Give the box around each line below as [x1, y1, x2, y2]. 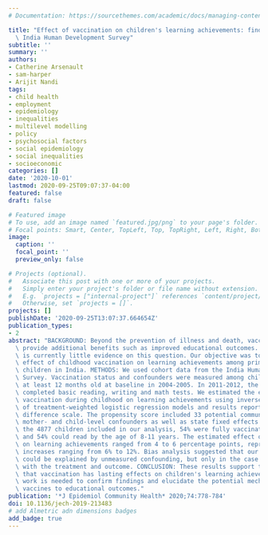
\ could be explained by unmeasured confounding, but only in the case [15, 455, 259, 463]
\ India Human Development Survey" [15, 33, 134, 41]
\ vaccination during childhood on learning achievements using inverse [15, 395, 262, 403]
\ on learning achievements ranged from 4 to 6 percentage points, [15, 440, 245, 448]
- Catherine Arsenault [8, 63, 84, 72]
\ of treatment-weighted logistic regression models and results [15, 403, 238, 411]
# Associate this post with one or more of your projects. [8, 277, 216, 285]
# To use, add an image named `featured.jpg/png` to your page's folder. [8, 218, 259, 226]
